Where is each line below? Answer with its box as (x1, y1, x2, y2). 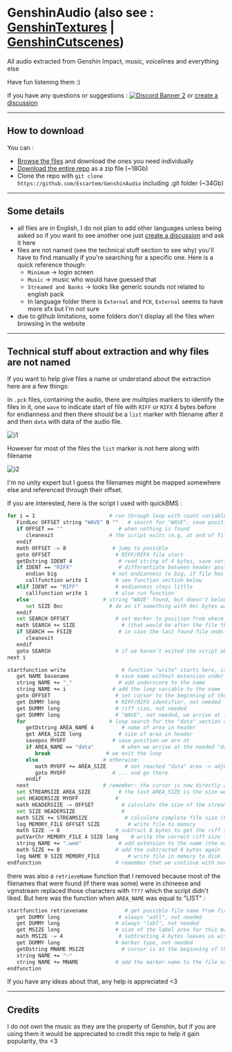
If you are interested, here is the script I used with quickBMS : (7, 499, 182, 507)
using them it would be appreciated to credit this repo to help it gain (7, 1030, 200, 1038)
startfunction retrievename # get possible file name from (7, 907, 215, 914)
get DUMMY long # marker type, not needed (16, 939, 193, 946)
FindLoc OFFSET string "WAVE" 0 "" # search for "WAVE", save (16, 519, 206, 526)
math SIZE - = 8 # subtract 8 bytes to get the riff (16, 827, 221, 834)
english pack (27, 290, 64, 298)
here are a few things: (7, 382, 69, 391)
